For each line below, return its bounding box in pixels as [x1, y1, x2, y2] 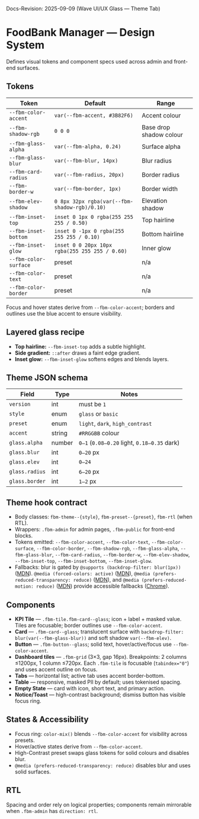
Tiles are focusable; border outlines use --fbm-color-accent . [14, 622, 163, 629]
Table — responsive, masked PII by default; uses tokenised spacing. [14, 678, 182, 686]
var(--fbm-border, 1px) [54, 185, 121, 192]
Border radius [142, 170, 180, 179]
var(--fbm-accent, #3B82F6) [54, 112, 133, 119]
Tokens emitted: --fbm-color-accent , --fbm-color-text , [14, 538, 150, 546]
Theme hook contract [6, 498, 88, 508]
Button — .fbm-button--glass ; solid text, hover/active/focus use [14, 640, 172, 648]
